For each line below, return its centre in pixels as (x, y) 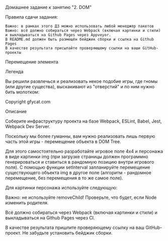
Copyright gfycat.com (28, 102)
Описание (16, 111)
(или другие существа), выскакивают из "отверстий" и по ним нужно (80, 87)
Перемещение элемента (32, 62)
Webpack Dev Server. (28, 127)
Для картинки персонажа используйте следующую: (61, 188)
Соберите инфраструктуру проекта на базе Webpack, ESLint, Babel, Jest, (83, 121)
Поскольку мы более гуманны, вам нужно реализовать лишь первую (80, 136)
